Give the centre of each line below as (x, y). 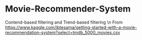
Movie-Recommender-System (68, 9)
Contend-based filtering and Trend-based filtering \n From (64, 22)
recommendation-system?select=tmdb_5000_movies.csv (63, 32)
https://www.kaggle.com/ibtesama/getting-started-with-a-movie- (71, 27)
